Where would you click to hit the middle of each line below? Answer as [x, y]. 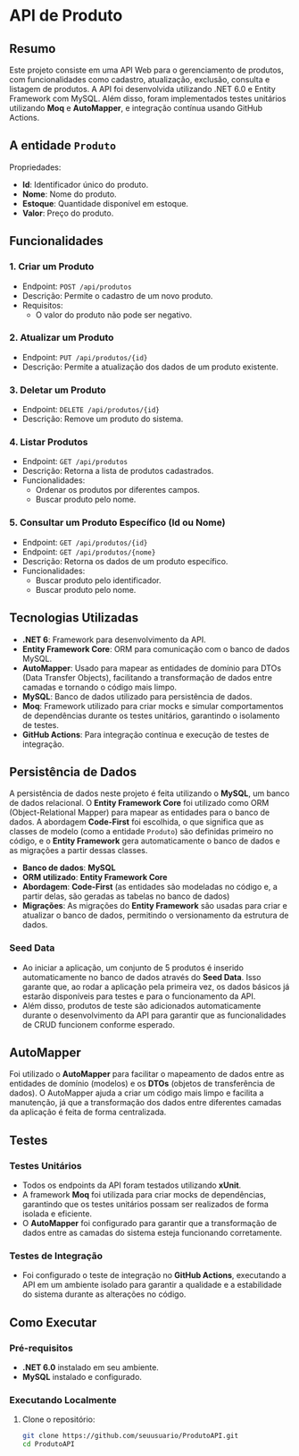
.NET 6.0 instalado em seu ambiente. [90, 1367]
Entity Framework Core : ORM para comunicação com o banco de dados [156, 648]
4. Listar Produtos [49, 442]
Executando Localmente [63, 1401]
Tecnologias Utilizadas [74, 618]
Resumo [33, 49]
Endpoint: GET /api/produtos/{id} [85, 542]
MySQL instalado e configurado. [82, 1377]
